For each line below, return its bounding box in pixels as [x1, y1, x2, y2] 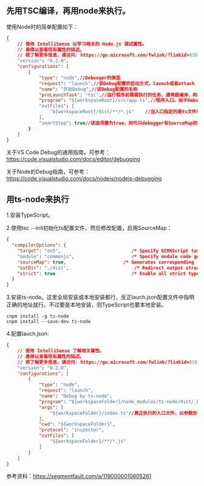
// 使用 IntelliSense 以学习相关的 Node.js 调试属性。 [17, 41, 147, 47]
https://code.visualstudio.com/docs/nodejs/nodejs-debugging [6, 175, 162, 182]
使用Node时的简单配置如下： [6, 23, 79, 30]
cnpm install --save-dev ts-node [6, 319, 91, 325]
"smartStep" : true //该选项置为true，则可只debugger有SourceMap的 [38, 120, 198, 126]
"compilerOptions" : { [12, 242, 67, 248]
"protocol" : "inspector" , [38, 427, 104, 433]
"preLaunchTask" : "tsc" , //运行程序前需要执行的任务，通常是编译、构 [38, 92, 197, 98]
